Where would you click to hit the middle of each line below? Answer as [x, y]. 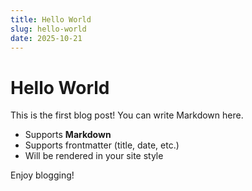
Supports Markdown [68, 135]
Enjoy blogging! [42, 175]
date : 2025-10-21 [46, 38]
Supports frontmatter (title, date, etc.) [102, 145]
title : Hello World [51, 19]
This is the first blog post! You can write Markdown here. [127, 115]
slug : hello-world [48, 29]
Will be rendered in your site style [94, 156]
